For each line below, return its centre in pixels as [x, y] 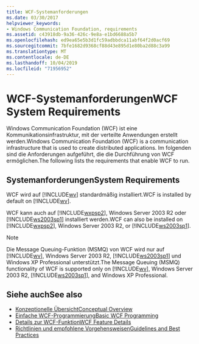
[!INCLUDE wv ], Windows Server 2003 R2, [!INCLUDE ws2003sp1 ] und [94, 256]
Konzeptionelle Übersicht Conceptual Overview [74, 309]
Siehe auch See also [44, 294]
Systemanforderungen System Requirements [93, 180]
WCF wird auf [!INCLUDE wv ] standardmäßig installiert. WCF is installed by [99, 195]
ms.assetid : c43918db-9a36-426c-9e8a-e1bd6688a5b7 [72, 35]
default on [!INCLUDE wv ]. [39, 201]
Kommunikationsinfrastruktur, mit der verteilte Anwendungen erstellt [92, 135]
